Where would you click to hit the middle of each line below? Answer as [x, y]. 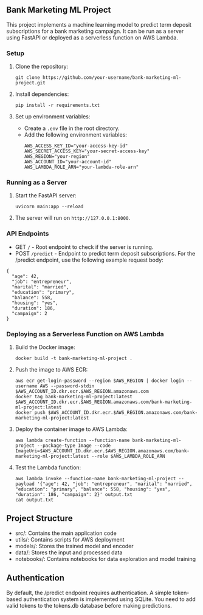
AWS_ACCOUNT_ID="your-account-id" [68, 162]
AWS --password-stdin [67, 386]
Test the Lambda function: [48, 467]
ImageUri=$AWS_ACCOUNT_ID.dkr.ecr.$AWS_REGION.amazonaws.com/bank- [102, 451]
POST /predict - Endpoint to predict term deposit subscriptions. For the [105, 253]
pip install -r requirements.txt [57, 106]
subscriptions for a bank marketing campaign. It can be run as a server [95, 31]
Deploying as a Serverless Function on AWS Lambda [85, 334]
